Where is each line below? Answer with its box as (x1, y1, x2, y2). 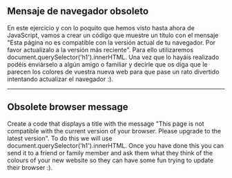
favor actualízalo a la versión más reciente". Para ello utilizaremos (7, 45, 194, 54)
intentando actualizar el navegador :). (7, 75, 114, 83)
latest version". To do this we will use (7, 134, 113, 142)
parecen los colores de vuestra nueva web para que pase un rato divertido (7, 67, 220, 76)
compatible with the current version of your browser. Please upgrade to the (7, 126, 222, 135)
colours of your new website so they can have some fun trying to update (7, 156, 214, 164)
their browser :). (7, 163, 53, 171)
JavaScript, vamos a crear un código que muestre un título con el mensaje (7, 31, 219, 39)
